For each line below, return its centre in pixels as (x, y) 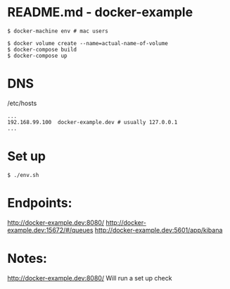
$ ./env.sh (23, 175)
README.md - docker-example (100, 12)
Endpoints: (40, 203)
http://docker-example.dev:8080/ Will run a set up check (90, 278)
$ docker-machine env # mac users (58, 31)
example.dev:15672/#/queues (50, 230)
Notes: (27, 258)
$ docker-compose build (42, 49)
